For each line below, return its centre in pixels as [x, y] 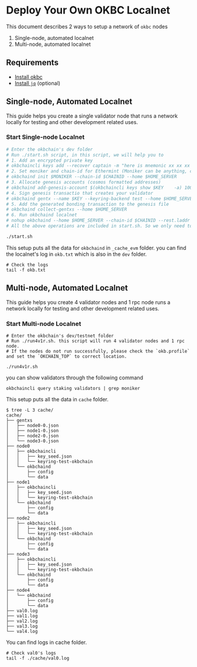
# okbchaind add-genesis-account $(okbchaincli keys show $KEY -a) [94, 188]
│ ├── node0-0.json [33, 425]
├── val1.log [22, 616]
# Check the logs [27, 265]
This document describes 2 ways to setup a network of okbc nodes [87, 26]
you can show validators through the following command [75, 378]
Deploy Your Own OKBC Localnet [88, 10]
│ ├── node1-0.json [33, 431]
